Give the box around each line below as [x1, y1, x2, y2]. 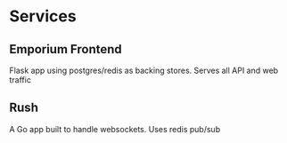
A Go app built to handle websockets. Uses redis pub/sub [9, 123, 221, 134]
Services [9, 6, 78, 27]
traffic [9, 75, 31, 85]
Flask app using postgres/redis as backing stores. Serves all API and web [9, 65, 279, 75]
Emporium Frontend [9, 42, 122, 57]
